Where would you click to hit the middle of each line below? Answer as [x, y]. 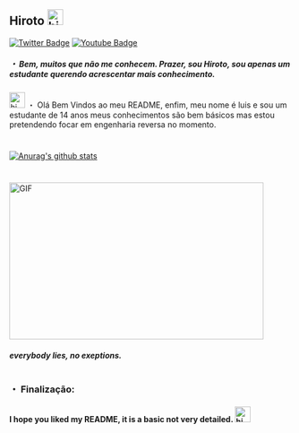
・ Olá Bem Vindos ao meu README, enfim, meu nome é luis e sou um [157, 105]
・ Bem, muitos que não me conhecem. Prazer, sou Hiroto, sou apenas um [150, 65]
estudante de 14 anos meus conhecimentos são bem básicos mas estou [142, 115]
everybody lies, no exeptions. [66, 355]
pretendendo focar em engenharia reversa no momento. [113, 124]
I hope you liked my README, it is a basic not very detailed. [121, 419]
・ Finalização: [42, 389]
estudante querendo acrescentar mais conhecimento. [112, 74]
